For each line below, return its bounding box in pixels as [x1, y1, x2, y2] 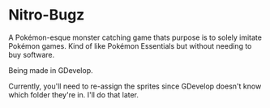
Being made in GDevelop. [8, 65, 93, 75]
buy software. [8, 50, 55, 59]
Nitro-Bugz [8, 6, 85, 24]
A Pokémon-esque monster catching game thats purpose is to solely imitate [8, 32, 262, 42]
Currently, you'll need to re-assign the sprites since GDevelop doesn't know [8, 81, 262, 91]
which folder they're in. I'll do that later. [8, 89, 139, 99]
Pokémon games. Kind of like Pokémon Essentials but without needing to [8, 41, 252, 50]
